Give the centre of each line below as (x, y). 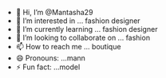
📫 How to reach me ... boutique (68, 47)
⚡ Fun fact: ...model (48, 67)
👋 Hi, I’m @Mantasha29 (54, 12)
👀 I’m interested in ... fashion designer (78, 21)
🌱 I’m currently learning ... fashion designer (87, 29)
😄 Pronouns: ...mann (51, 58)
